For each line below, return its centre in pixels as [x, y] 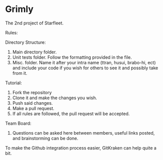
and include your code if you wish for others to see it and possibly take [85, 68]
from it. [20, 73]
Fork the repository [32, 92]
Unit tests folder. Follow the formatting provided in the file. [72, 57]
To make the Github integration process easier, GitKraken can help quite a [81, 148]
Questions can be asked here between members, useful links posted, [83, 133]
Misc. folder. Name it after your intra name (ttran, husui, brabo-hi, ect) [84, 62]
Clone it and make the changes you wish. [55, 98]
